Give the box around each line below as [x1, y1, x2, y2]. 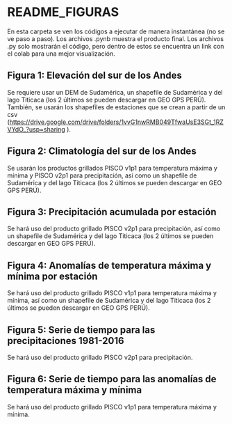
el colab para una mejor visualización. [7, 49, 116, 58]
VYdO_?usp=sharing [7, 125, 66, 133]
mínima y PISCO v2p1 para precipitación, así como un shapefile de [7, 171, 197, 180]
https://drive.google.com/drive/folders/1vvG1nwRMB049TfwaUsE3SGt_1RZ [9, 118, 224, 126]
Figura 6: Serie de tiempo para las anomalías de [7, 373, 217, 385]
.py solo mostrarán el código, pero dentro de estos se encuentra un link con [7, 42, 224, 50]
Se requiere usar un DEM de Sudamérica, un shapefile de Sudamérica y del [7, 88, 223, 96]
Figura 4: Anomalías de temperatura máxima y [7, 259, 212, 272]
